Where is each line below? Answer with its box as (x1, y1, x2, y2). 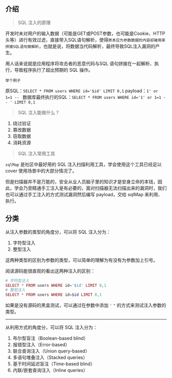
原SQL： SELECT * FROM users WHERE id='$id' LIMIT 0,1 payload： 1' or (5, 88, 159, 94)
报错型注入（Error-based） (12, 342, 70, 348)
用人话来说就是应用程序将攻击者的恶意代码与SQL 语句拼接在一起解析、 (5, 60, 155, 67)
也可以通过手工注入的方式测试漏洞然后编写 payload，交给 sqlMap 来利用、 (5, 191, 163, 197)
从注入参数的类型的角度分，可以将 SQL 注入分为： (5, 228, 111, 235)
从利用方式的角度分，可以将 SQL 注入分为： (5, 324, 98, 330)
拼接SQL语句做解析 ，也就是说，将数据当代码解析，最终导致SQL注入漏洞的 (5, 43, 156, 49)
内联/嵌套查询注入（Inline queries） (12, 367, 88, 373)
